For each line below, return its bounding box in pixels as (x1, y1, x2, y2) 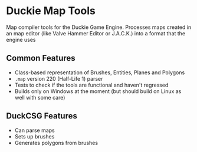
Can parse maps (14, 127, 55, 134)
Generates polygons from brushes (14, 139, 98, 146)
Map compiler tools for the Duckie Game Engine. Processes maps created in (6, 24, 192, 31)
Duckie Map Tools (6, 4, 96, 18)
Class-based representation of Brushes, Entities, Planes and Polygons (14, 69, 185, 76)
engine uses (6, 36, 37, 43)
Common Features (6, 53, 75, 63)
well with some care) (14, 94, 65, 101)
